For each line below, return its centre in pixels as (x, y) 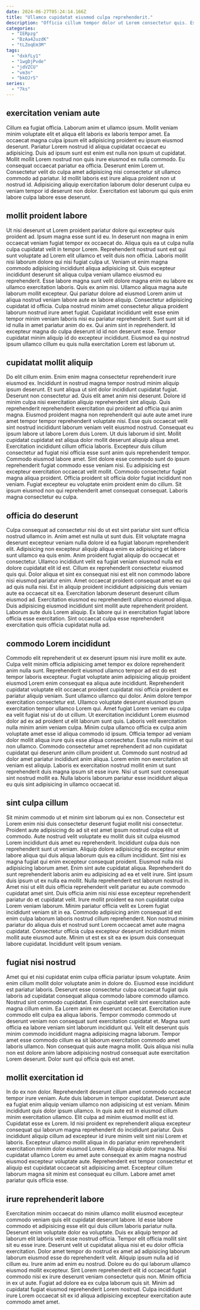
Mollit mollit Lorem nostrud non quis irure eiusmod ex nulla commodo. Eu (96, 159)
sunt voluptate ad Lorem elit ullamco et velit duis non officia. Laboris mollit (97, 255)
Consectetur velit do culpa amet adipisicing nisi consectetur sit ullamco (93, 172)
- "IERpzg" (25, 34)
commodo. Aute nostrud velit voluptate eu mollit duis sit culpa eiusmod (93, 836)
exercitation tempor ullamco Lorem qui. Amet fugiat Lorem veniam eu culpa (99, 708)
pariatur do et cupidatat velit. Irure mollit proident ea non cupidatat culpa (95, 900)
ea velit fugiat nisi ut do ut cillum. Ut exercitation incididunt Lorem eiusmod (98, 714)
